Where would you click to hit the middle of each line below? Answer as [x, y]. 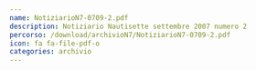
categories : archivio [51, 52]
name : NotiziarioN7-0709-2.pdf [69, 18]
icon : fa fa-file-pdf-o [55, 43]
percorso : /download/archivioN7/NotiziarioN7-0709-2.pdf [120, 35]
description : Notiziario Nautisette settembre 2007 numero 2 [128, 26]
